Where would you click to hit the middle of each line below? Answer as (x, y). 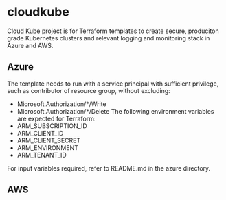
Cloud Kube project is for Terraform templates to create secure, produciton (113, 31)
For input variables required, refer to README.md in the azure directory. (109, 168)
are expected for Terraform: (56, 118)
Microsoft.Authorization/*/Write (61, 104)
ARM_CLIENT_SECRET (49, 140)
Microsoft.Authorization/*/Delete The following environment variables (115, 111)
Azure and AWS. (30, 45)
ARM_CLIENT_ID (40, 133)
